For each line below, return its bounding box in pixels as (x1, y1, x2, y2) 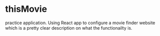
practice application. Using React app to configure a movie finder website (5, 20, 156, 26)
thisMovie (5, 3, 47, 15)
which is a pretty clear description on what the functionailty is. (5, 25, 133, 31)
